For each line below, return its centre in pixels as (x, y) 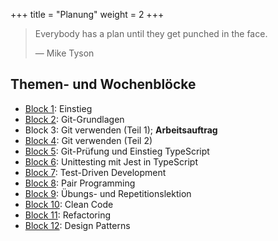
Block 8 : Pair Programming (80, 183)
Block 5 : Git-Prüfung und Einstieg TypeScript (117, 151)
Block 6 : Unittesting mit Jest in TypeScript (111, 161)
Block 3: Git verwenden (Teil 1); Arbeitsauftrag (121, 130)
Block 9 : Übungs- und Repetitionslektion (108, 193)
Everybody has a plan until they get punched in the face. (151, 33)
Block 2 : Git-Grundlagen (74, 119)
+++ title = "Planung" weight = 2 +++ (87, 14)
